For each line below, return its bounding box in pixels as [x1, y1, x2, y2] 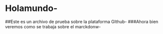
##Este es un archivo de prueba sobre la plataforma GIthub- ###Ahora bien [5, 19, 159, 24]
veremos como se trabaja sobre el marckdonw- [5, 23, 101, 29]
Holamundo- [5, 3, 58, 14]
